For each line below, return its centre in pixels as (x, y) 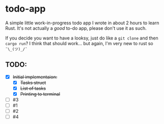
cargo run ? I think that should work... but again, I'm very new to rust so (79, 43)
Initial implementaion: (35, 77)
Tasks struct (33, 82)
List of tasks (33, 88)
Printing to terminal (40, 94)
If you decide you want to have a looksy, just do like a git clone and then (82, 38)
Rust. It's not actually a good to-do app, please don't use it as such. (76, 28)
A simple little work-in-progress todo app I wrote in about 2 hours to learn (82, 23)
